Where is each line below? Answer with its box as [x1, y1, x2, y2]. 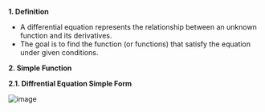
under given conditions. [19, 48, 99, 57]
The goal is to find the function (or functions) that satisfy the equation [19, 39, 251, 49]
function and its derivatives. [19, 31, 112, 40]
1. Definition [8, 7, 50, 16]
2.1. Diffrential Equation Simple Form [8, 79, 132, 88]
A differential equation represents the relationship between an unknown [19, 22, 257, 31]
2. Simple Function [8, 63, 72, 73]
